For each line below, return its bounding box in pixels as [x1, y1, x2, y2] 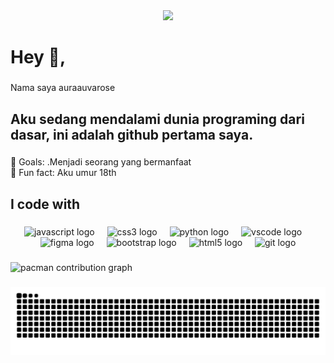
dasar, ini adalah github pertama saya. [10, 126, 254, 143]
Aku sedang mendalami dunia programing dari [10, 110, 305, 128]
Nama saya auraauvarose [10, 82, 116, 94]
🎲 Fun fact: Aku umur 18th [10, 167, 117, 179]
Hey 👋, [10, 46, 67, 69]
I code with [10, 195, 81, 213]
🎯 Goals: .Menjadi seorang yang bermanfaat [10, 156, 192, 168]
